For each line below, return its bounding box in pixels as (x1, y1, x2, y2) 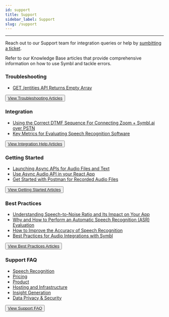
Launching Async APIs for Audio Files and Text (12, 166, 110, 172)
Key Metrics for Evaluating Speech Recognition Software (12, 130, 130, 136)
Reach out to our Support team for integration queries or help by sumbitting (5, 40, 162, 46)
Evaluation (12, 222, 35, 228)
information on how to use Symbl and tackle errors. (5, 61, 112, 67)
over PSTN (12, 125, 35, 131)
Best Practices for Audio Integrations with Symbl (12, 233, 113, 239)
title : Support (5, 12, 37, 17)
